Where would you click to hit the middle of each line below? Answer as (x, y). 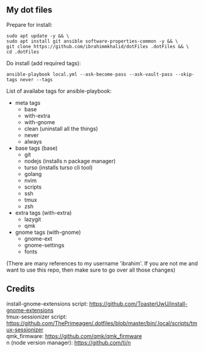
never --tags (36, 79)
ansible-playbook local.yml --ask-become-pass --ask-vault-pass (90, 74)
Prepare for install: (30, 24)
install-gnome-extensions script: (47, 303)
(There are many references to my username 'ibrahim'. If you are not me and (102, 263)
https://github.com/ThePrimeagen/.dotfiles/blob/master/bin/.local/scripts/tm (102, 323)
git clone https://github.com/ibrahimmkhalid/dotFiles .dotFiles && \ (98, 46)
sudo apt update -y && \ (38, 36)
